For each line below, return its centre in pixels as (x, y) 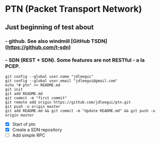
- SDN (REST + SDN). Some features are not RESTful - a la (75, 60)
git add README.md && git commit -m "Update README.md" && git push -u (80, 111)
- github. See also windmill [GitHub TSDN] (56, 41)
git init (14, 89)
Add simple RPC (29, 135)
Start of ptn (24, 124)
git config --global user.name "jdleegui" (49, 76)
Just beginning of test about (49, 27)
